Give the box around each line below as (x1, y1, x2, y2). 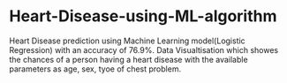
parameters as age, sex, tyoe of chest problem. (9, 64, 182, 74)
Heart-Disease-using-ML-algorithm (9, 6, 277, 26)
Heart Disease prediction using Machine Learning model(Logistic (9, 35, 245, 46)
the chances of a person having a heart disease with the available (9, 54, 249, 64)
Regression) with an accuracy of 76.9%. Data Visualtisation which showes (9, 44, 279, 55)
